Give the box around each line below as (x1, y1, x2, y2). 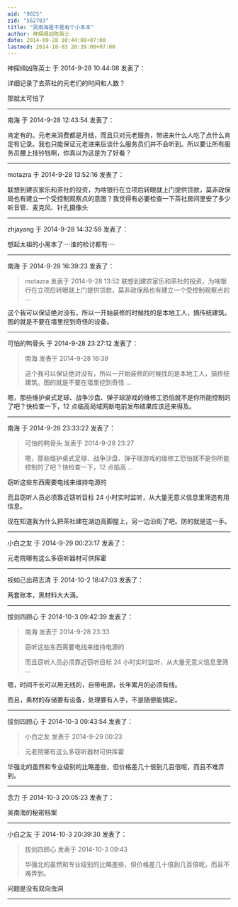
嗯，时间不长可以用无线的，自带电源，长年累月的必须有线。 (7, 680, 181, 689)
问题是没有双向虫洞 (7, 884, 64, 892)
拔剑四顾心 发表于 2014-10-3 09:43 (24, 845, 127, 853)
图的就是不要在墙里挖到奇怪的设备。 (7, 317, 113, 325)
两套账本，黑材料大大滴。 (7, 591, 82, 599)
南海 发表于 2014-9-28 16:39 (24, 354, 108, 362)
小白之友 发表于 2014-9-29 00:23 (24, 732, 123, 741)
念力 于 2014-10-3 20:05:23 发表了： (7, 793, 115, 801)
